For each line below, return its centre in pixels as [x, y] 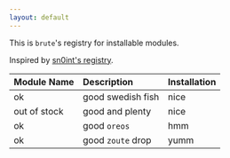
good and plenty [117, 111]
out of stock [39, 111]
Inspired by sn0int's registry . [61, 59]
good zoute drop [117, 140]
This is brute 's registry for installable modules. [94, 43]
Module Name [44, 82]
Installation [192, 82]
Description [108, 82]
